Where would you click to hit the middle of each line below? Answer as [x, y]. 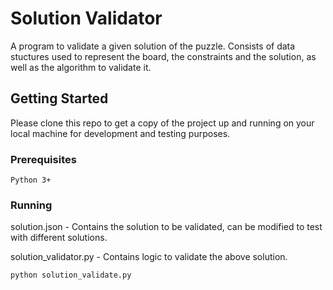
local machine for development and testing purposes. [120, 133]
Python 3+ [31, 180]
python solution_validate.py [71, 275]
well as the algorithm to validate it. [81, 67]
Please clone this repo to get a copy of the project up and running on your [162, 123]
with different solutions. [59, 238]
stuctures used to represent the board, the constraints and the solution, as [163, 56]
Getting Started [59, 98]
